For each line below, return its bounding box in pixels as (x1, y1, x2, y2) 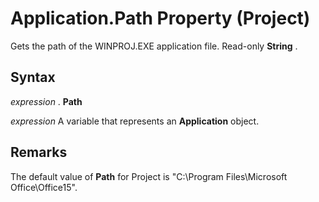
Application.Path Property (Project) (10, 7, 311, 30)
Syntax (10, 69, 56, 86)
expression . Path (10, 95, 83, 107)
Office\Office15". (10, 181, 78, 193)
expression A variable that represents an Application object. (10, 115, 260, 127)
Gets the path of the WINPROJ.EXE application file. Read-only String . (10, 40, 298, 52)
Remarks (10, 144, 68, 161)
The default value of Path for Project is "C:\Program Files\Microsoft (10, 170, 288, 182)
